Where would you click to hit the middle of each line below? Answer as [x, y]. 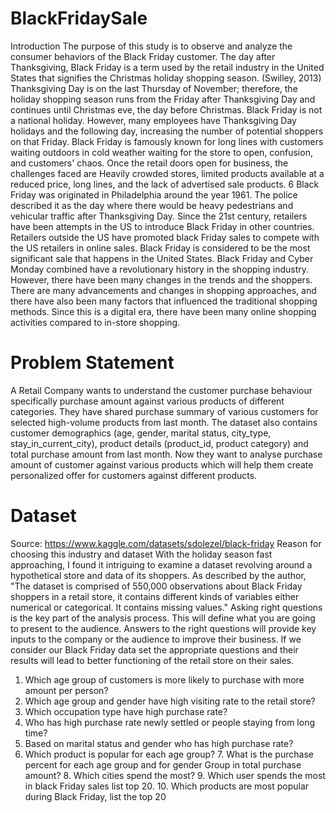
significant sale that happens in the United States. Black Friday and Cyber [162, 258]
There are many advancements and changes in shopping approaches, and [163, 290]
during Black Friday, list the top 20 [95, 796]
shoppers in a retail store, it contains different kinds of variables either [155, 596]
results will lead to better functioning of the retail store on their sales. [152, 660]
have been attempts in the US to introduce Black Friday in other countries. [162, 226]
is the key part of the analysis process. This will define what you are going [163, 618]
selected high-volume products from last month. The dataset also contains [164, 422]
